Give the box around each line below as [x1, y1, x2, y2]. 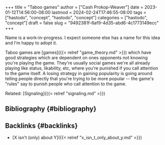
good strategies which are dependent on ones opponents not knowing [5, 55, 148, 61]
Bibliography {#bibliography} [5, 105, 97, 113]
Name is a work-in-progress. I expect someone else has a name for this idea [5, 35, 160, 40]
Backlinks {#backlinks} [5, 121, 78, 130]
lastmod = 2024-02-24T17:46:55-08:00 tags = [51, 9, 147, 15]
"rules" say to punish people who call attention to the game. [5, 81, 127, 87]
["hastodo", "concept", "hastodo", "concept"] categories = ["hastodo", [5, 15, 148, 20]
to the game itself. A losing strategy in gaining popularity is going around [5, 71, 153, 76]
